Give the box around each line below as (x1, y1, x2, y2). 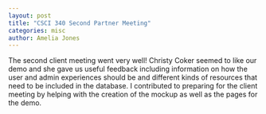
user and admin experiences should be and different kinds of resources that (8, 73, 257, 82)
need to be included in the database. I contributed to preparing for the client (8, 81, 258, 91)
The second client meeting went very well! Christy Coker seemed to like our (8, 56, 257, 65)
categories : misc (8, 26, 66, 34)
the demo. (8, 98, 42, 108)
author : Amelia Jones (8, 33, 80, 42)
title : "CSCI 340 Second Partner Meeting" (8, 19, 151, 27)
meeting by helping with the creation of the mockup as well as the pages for (8, 89, 258, 100)
